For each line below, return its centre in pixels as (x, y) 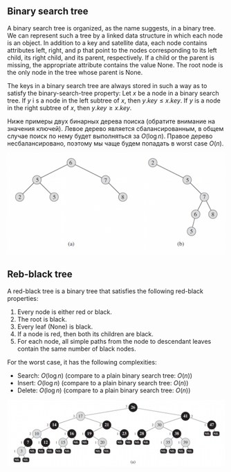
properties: (23, 298)
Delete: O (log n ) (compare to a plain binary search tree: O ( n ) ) (104, 390)
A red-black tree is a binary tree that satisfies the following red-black (105, 291)
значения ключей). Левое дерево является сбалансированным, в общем (115, 128)
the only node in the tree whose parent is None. (75, 72)
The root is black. (42, 319)
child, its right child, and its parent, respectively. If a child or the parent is (111, 58)
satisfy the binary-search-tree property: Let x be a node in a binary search (113, 93)
